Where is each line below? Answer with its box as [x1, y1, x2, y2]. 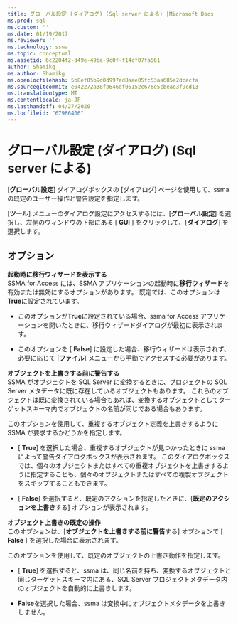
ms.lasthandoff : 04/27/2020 [7, 103, 91, 110]
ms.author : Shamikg [7, 70, 65, 77]
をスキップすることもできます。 [17, 479, 111, 487]
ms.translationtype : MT [7, 90, 78, 97]
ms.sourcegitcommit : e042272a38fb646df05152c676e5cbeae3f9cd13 [7, 83, 199, 90]
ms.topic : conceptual [7, 50, 72, 58]
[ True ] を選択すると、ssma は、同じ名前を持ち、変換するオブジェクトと [17, 566, 232, 575]
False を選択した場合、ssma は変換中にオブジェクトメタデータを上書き [17, 599, 226, 607]
